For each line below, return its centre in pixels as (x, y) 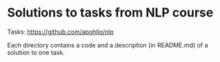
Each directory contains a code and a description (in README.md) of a (108, 45)
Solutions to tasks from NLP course (110, 13)
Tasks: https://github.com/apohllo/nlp (60, 32)
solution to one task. (36, 52)
